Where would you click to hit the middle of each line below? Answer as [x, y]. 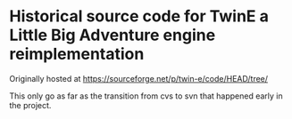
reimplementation [77, 54]
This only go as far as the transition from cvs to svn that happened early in [146, 96]
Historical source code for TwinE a [139, 16]
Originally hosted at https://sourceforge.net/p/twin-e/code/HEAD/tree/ [139, 78]
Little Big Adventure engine [113, 35]
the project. [30, 105]
